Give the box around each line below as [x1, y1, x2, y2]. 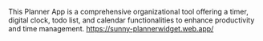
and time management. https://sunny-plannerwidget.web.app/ [8, 24, 214, 33]
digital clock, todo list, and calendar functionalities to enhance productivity [8, 15, 255, 25]
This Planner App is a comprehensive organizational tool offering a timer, [8, 7, 249, 16]
